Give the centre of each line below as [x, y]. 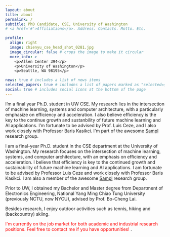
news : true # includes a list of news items [53, 80]
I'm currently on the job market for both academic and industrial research [82, 224]
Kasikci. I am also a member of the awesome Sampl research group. [76, 178]
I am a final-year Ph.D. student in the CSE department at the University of [81, 146]
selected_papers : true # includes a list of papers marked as [72, 85]
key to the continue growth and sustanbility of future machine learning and [83, 120]
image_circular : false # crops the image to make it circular [77, 52]
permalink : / [19, 19]
